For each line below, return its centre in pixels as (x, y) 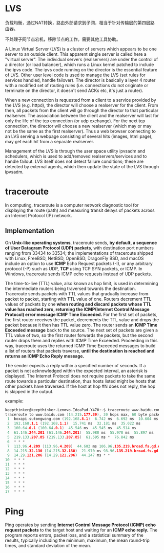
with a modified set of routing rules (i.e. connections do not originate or (77, 85)
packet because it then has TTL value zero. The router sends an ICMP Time (81, 325)
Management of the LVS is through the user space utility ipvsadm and (75, 151)
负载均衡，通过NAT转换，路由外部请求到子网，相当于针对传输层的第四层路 (80, 22)
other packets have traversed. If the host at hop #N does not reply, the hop (80, 386)
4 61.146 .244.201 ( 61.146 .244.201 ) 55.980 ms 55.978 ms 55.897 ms (80, 433)
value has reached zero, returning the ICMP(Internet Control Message (77, 309)
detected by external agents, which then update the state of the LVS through (82, 166)
